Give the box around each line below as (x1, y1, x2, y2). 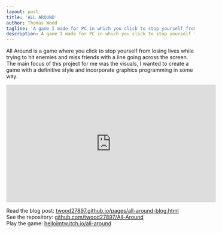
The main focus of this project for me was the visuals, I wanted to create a (6, 60, 189, 68)
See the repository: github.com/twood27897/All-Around (6, 213, 144, 221)
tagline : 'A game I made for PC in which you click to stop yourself (6, 25, 184, 32)
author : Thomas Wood (6, 20, 58, 26)
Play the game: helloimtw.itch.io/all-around (6, 220, 112, 227)
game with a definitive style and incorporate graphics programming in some (6, 66, 193, 73)
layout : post (6, 8, 39, 15)
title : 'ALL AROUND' (6, 14, 58, 20)
